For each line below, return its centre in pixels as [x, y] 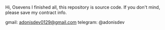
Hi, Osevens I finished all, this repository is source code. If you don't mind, [83, 7]
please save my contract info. [36, 12]
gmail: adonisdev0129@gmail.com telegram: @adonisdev [65, 22]
